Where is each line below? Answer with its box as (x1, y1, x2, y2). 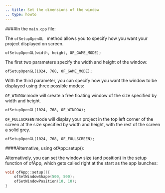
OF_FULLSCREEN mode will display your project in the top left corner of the (5, 116, 154, 122)
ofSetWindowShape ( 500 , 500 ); (14, 174, 75, 180)
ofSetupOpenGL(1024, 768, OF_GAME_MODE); (5, 68, 93, 74)
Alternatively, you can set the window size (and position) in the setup (5, 155, 147, 161)
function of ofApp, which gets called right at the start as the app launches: (5, 160, 158, 166)
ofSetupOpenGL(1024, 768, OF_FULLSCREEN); (5, 136, 95, 141)
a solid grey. (5, 127, 30, 133)
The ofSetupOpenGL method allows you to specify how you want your (5, 35, 148, 41)
